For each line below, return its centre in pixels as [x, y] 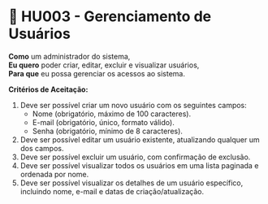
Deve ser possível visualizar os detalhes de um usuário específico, [132, 183]
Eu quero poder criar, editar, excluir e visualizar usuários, [104, 65]
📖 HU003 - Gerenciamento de [110, 17]
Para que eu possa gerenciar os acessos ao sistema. [97, 73]
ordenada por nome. [54, 174]
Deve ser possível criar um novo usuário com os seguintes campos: [134, 105]
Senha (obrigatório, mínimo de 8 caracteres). [107, 131]
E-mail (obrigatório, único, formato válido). [103, 122]
